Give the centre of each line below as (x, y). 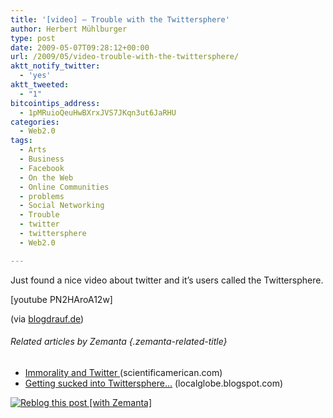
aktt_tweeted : (40, 85)
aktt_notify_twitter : (55, 66)
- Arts (33, 150)
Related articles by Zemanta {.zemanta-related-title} (119, 342)
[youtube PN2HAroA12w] (61, 299)
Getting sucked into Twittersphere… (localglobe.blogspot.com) (154, 383)
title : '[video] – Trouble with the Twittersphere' (120, 19)
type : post (33, 38)
